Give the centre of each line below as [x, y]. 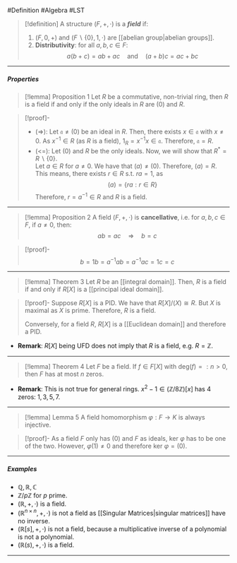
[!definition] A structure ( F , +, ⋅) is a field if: [86, 24]
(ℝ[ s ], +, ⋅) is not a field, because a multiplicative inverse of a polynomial [122, 528]
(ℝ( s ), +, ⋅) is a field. [46, 545]
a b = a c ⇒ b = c [127, 235]
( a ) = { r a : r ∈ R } [132, 185]
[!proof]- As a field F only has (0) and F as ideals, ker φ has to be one [125, 439]
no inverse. [34, 521]
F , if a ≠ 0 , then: [48, 225]
